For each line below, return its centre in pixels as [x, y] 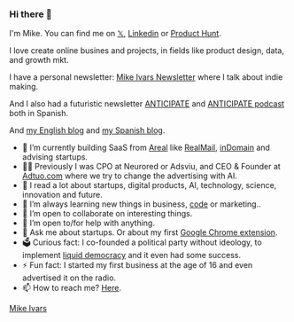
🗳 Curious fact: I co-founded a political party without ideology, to [142, 242]
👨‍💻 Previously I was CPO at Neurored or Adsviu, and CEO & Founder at [151, 167]
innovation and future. [62, 195]
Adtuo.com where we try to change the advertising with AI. [129, 176]
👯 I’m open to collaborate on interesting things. [107, 214]
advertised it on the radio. [69, 278]
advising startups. [55, 157]
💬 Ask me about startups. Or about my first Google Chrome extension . [150, 232]
